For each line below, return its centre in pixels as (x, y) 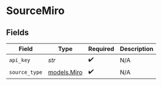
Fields (18, 33)
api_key (20, 60)
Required (101, 49)
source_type (26, 72)
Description (137, 49)
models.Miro (65, 72)
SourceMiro (35, 11)
